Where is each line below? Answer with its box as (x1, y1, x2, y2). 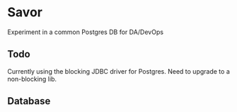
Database (7, 95, 51, 107)
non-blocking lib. (7, 74, 57, 83)
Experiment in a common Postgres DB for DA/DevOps (7, 28, 164, 36)
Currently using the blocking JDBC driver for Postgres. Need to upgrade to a (7, 67, 230, 75)
